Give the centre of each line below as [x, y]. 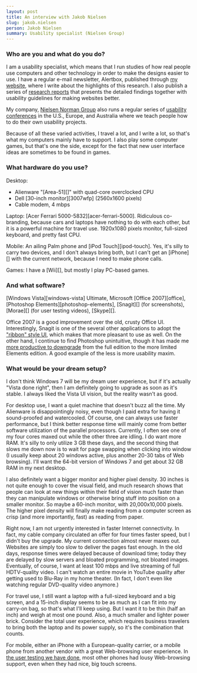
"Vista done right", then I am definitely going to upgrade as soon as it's [92, 388]
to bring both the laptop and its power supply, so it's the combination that [95, 628]
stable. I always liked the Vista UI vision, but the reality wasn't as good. [92, 394]
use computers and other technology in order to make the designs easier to [98, 73]
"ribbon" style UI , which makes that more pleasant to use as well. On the [94, 335]
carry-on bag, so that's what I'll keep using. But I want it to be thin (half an [96, 609]
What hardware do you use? [47, 167]
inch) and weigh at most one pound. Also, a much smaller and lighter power [98, 615]
